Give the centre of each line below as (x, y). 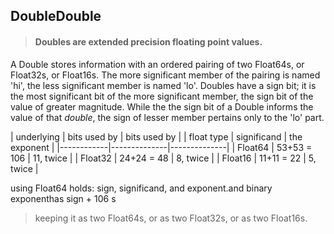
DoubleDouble (56, 16)
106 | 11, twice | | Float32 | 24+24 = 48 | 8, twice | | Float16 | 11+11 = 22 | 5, (163, 158)
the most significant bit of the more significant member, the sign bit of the (162, 96)
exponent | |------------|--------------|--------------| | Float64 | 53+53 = (161, 147)
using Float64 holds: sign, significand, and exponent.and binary (141, 188)
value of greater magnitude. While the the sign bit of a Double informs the (162, 106)
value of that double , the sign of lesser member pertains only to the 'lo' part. (167, 117)
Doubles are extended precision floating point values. (148, 41)
